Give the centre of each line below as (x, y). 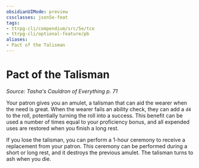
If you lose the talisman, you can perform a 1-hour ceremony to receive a (96, 140)
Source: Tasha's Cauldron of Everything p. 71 (62, 91)
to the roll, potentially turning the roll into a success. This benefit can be (95, 115)
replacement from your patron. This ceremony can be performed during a (97, 146)
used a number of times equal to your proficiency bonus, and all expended (98, 122)
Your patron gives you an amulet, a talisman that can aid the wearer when (97, 103)
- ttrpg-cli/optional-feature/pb (48, 34)
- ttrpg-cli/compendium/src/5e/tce (50, 28)
